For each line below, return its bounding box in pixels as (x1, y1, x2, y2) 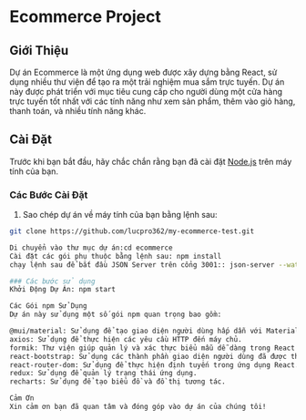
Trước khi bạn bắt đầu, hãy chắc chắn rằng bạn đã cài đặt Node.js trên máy (9, 156, 292, 167)
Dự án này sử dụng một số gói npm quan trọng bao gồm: (9, 310, 222, 320)
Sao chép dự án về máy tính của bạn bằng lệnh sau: (22, 210, 218, 220)
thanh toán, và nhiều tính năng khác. (9, 106, 147, 116)
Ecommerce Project (9, 6, 161, 27)
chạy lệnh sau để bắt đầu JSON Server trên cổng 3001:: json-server (9, 260, 275, 270)
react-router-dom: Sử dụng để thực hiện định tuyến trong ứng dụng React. (9, 360, 300, 370)
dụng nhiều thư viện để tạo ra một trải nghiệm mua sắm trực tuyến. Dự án (9, 77, 285, 87)
